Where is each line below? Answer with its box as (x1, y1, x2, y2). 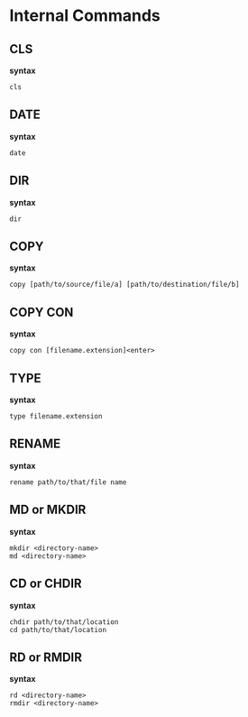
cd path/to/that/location (9, 625, 106, 634)
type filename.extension (9, 412, 103, 421)
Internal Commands (9, 5, 161, 26)
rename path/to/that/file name (9, 477, 127, 487)
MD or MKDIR (9, 502, 87, 518)
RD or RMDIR (9, 649, 83, 665)
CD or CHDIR (9, 576, 83, 592)
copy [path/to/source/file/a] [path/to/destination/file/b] (9, 280, 241, 290)
